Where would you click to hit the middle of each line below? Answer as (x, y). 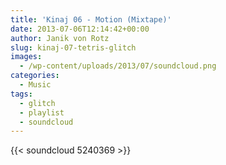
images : (26, 57)
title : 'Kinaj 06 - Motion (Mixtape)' (91, 19)
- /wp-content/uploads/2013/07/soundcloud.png (118, 66)
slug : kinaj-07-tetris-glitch (73, 47)
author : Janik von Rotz (60, 38)
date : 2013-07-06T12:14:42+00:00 (80, 29)
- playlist (42, 112)
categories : (35, 76)
